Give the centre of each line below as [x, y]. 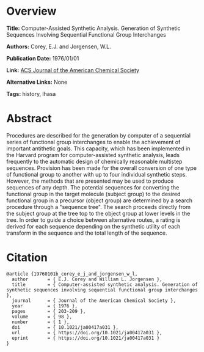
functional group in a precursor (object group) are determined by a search [100, 200]
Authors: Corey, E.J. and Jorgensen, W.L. [59, 46]
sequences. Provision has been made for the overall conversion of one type [102, 168]
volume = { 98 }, [42, 317]
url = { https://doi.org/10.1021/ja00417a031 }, [87, 332]
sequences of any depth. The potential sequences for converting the [93, 187]
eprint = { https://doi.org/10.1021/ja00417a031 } [86, 338]
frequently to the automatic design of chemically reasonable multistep [94, 161]
